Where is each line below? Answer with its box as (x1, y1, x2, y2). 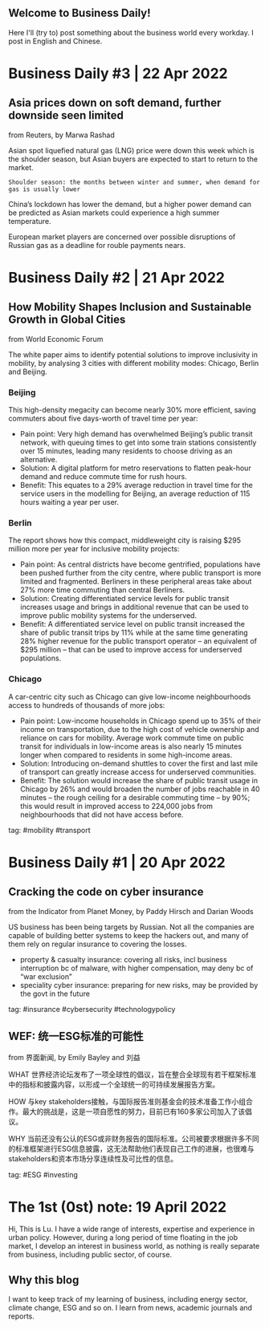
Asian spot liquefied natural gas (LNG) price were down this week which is (8, 145, 255, 155)
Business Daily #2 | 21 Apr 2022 (8, 269, 225, 287)
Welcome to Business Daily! (8, 6, 151, 20)
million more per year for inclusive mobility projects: (8, 544, 180, 554)
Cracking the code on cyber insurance (8, 885, 204, 899)
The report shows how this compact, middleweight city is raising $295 (8, 535, 241, 545)
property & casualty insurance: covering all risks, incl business (19, 954, 227, 964)
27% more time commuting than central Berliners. (19, 585, 185, 595)
